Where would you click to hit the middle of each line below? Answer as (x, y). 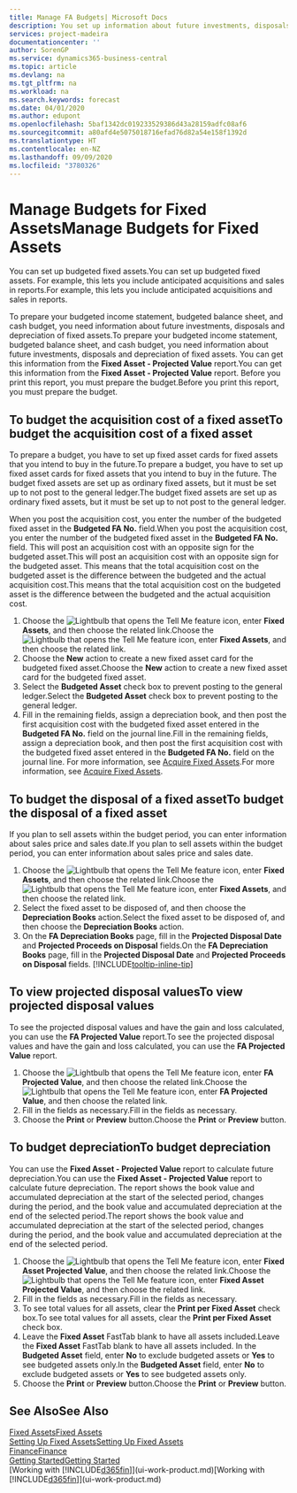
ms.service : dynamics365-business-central (88, 58)
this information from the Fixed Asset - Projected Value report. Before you (145, 373)
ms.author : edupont (45, 116)
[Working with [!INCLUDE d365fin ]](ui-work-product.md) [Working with (137, 1470)
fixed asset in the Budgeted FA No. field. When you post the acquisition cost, (148, 528)
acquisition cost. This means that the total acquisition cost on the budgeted (145, 585)
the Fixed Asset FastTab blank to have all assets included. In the (139, 1345)
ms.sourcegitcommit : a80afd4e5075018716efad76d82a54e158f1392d (128, 133)
